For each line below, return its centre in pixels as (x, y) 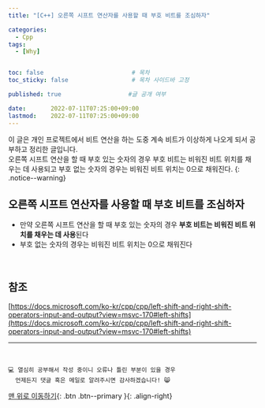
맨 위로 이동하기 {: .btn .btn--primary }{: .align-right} (90, 396)
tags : (17, 44)
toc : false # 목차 (79, 73)
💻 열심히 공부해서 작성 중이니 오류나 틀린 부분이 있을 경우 (92, 370)
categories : (28, 30)
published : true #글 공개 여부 (87, 95)
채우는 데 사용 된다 (62, 235)
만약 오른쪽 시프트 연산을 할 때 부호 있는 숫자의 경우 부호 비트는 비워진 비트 (134, 224)
